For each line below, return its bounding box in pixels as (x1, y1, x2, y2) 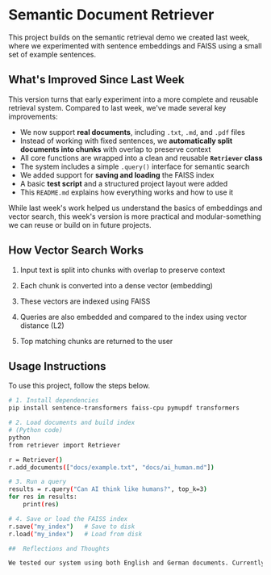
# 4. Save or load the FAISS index (8, 514, 128, 523)
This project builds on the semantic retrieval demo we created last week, (8, 32, 250, 42)
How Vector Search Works (8, 244, 144, 258)
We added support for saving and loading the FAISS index (19, 170, 215, 179)
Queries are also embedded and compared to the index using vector (19, 312, 248, 321)
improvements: (8, 111, 58, 121)
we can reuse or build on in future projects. (8, 220, 152, 229)
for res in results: (8, 493, 78, 502)
